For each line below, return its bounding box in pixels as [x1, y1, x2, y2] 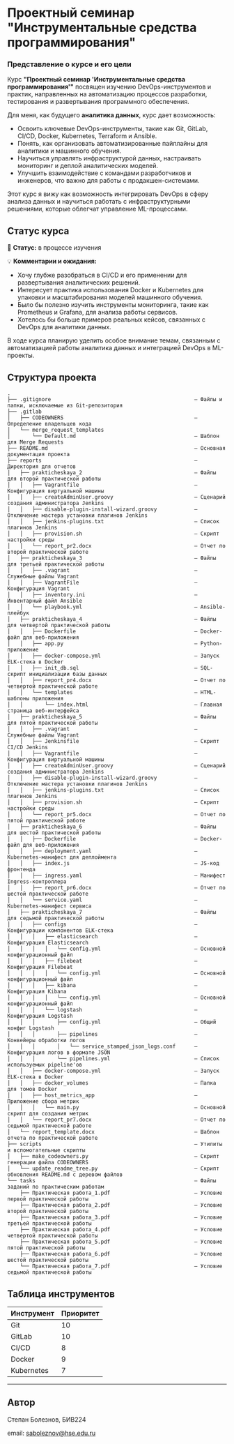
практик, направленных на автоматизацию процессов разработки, [7, 90, 208, 98]
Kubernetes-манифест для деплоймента [7, 854, 117, 861]
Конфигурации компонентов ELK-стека [7, 927, 114, 934]
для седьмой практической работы [7, 915, 104, 922]
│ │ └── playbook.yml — [7, 603, 198, 611]
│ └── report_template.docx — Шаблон [7, 1129, 219, 1136]
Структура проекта [7, 371, 97, 383]
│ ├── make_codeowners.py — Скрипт [7, 1153, 219, 1160]
